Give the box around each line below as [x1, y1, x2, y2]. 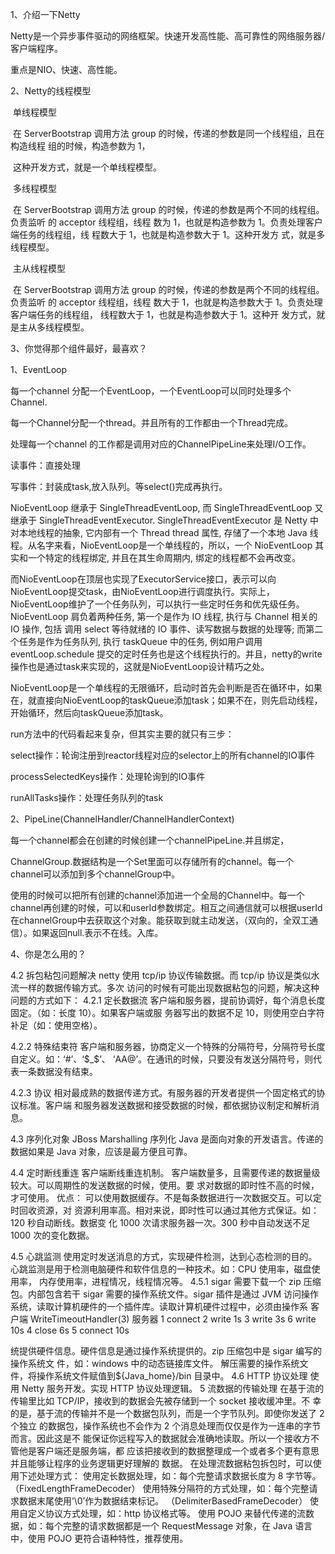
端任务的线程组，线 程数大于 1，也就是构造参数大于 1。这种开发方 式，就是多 [10, 229, 326, 240]
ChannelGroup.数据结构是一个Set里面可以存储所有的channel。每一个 [10, 856, 295, 867]
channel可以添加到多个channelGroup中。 [10, 868, 181, 880]
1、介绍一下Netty [10, 9, 81, 20]
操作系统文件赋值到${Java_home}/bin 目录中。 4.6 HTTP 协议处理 [36, 1370, 308, 1382]
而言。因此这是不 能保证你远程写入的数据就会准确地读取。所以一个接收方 [10, 1433, 311, 1444]
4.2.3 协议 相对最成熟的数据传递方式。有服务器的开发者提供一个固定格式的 [10, 1087, 317, 1098]
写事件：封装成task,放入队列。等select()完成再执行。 [10, 481, 228, 492]
